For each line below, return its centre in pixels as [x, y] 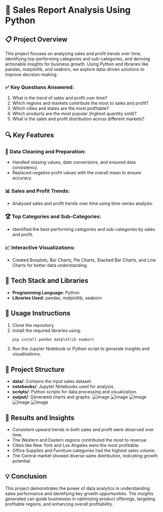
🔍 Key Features [29, 135]
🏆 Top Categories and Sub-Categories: [53, 217]
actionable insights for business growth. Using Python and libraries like [77, 64]
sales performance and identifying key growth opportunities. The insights [79, 493]
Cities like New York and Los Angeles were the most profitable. [76, 445]
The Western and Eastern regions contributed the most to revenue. [80, 440]
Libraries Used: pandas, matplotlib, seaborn [57, 298]
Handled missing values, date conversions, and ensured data [74, 162]
